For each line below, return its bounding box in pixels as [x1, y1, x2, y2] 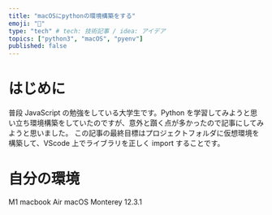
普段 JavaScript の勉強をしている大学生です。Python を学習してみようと [8, 108, 251, 118]
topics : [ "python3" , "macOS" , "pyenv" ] [8, 34, 144, 43]
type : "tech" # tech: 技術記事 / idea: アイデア [8, 27, 166, 35]
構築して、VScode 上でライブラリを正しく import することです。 [8, 139, 225, 148]
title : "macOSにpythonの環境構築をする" [8, 11, 136, 20]
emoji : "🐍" [8, 19, 45, 28]
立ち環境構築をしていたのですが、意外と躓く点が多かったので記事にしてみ [15, 118, 264, 128]
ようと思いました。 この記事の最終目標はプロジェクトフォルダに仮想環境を [8, 128, 260, 138]
